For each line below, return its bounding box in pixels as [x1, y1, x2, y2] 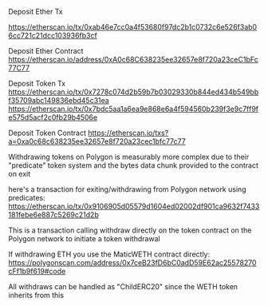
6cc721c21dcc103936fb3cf [8, 31, 97, 40]
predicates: [8, 193, 45, 202]
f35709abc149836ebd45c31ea [8, 96, 109, 105]
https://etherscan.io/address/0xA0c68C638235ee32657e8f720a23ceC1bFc [8, 55, 258, 64]
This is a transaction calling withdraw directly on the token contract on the [8, 225, 252, 235]
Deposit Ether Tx [8, 7, 63, 16]
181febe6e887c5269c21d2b [8, 210, 100, 219]
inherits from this [8, 291, 65, 300]
